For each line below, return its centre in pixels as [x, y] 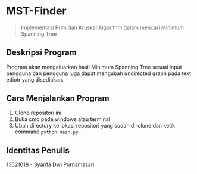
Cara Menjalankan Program [58, 99]
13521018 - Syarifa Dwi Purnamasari [50, 164]
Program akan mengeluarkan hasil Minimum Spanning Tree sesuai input [94, 67]
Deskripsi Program [42, 53]
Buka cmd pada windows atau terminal [62, 119]
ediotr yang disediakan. [35, 79]
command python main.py [46, 132]
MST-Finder [36, 11]
